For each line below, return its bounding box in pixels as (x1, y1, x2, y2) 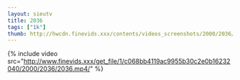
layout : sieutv (7, 10, 53, 18)
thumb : (7, 30, 27, 38)
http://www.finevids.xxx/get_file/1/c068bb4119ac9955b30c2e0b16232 (24, 57, 231, 66)
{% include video (7, 50, 59, 58)
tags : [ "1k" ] (7, 23, 46, 30)
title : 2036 (7, 17, 43, 24)
